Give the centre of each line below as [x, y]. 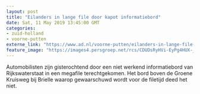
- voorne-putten [26, 39]
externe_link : [24, 45]
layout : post [22, 12]
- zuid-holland [25, 34]
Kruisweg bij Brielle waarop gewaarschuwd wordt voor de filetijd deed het [97, 79]
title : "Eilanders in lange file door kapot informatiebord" [84, 17]
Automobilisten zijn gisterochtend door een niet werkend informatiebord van [100, 67]
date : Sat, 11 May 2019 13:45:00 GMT [53, 22]
